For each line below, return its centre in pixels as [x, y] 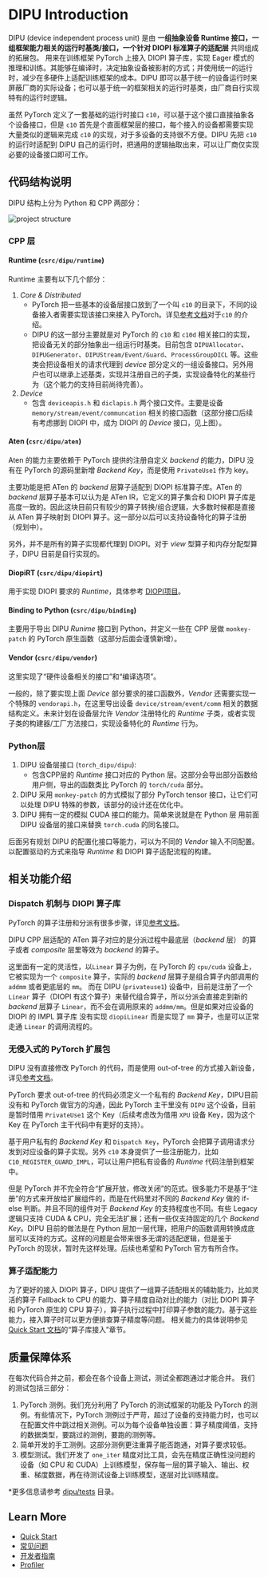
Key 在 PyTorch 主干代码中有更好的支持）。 [78, 1124]
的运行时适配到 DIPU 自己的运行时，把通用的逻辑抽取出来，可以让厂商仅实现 [134, 144]
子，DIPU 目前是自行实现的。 [56, 554]
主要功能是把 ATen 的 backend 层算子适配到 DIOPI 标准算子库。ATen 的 [125, 487]
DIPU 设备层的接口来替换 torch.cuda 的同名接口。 [101, 824]
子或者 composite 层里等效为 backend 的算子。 [86, 949]
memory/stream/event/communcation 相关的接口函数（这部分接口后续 [142, 412]
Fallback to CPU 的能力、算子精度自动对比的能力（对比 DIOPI [138, 1300]
